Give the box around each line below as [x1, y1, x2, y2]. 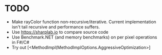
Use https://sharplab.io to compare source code [11, 29, 108, 35]
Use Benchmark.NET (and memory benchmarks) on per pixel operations [11, 34, 157, 40]
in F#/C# [11, 39, 30, 45]
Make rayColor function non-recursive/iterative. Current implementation [11, 19, 157, 25]
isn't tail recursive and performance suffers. [11, 24, 100, 29]
